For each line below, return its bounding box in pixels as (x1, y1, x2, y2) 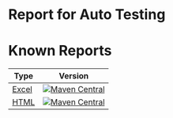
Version (58, 70, 89, 82)
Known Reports (8, 42, 112, 60)
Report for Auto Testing (8, 6, 166, 24)
